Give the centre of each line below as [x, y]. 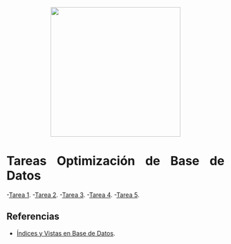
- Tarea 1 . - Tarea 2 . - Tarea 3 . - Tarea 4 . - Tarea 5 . [73, 195]
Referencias [33, 217]
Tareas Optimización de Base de [115, 161]
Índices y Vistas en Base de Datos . [66, 233]
